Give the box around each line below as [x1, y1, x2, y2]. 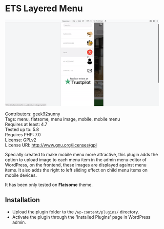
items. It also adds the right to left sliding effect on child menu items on [5, 167, 148, 173]
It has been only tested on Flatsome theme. [5, 182, 93, 187]
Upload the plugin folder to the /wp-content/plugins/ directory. [12, 208, 139, 215]
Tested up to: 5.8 [5, 126, 39, 132]
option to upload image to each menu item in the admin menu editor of [5, 157, 147, 163]
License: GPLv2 [5, 137, 37, 143]
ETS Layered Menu [5, 3, 83, 14]
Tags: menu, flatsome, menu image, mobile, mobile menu [5, 116, 121, 122]
